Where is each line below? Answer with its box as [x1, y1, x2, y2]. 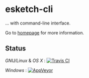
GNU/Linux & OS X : [5, 57, 46, 63]
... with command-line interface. [5, 20, 71, 26]
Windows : [5, 67, 27, 73]
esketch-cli [5, 3, 53, 15]
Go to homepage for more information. [5, 29, 85, 35]
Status [5, 44, 26, 53]
